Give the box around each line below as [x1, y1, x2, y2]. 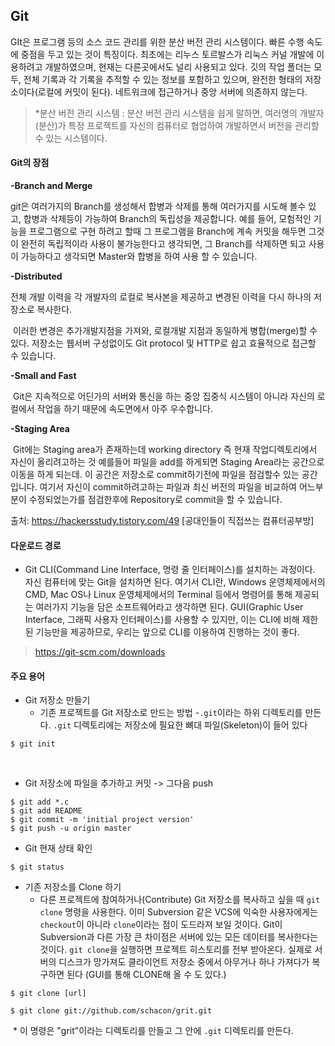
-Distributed [10, 270, 63, 283]
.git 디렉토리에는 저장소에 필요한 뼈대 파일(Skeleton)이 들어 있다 [53, 719, 308, 731]
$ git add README [10, 806, 83, 816]
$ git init [10, 739, 56, 749]
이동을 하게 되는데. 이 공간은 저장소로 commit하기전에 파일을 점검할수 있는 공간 [10, 469, 318, 481]
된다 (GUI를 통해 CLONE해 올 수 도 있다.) [66, 969, 227, 981]
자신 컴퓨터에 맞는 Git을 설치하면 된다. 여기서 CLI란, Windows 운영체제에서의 [24, 576, 326, 588]
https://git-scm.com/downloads [34, 646, 166, 658]
